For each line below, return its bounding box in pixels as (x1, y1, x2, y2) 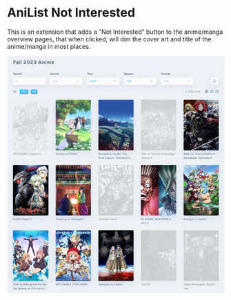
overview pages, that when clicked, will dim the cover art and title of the (7, 34, 212, 43)
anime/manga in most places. (7, 42, 91, 50)
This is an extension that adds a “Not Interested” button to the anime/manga (7, 28, 223, 36)
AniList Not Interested (7, 5, 136, 21)
